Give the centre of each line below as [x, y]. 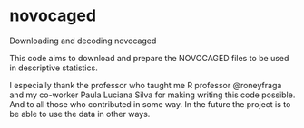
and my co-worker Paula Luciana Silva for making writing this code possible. [152, 95]
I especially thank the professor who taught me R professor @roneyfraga [146, 85]
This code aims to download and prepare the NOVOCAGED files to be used [149, 58]
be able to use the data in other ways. [80, 114]
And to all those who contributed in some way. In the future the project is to [150, 104]
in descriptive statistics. [54, 68]
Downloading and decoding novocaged [83, 41]
